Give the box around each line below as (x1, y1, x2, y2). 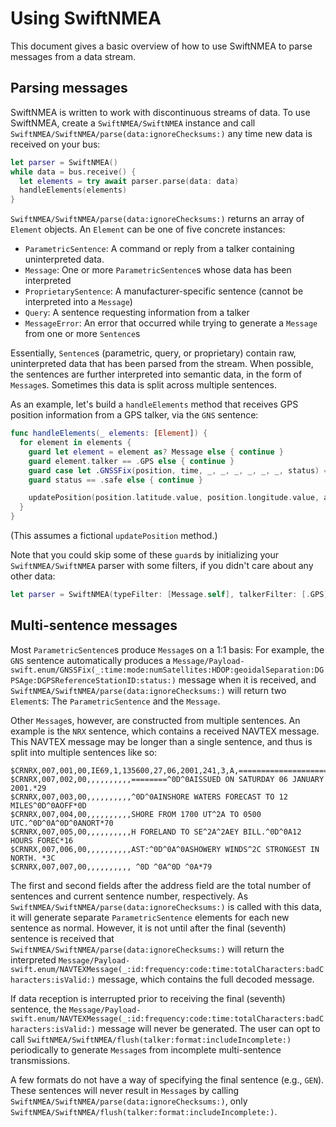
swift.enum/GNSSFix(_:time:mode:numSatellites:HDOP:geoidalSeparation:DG (10, 665, 325, 675)
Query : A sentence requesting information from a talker (24, 307, 250, 319)
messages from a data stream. (10, 50, 137, 62)
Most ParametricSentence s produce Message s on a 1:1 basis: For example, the (10, 643, 325, 656)
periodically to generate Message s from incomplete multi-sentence (10, 1043, 282, 1056)
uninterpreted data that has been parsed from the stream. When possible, (10, 358, 314, 370)
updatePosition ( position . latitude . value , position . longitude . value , (28, 493, 320, 503)
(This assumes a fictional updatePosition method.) (10, 530, 218, 541)
